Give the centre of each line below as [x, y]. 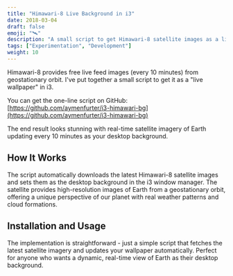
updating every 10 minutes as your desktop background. [88, 136]
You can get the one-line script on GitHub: [68, 100]
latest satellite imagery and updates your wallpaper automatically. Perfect [112, 250]
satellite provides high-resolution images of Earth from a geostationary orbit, [116, 189]
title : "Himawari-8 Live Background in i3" [71, 14]
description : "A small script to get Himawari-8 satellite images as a [113, 40]
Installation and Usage [57, 226]
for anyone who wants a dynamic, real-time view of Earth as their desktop [113, 257]
